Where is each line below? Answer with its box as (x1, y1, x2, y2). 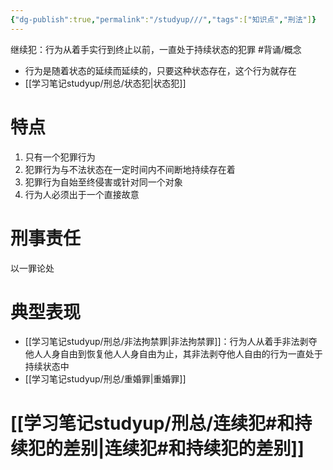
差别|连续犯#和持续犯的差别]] (63, 437, 305, 460)
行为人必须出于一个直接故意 (24, 188, 140, 200)
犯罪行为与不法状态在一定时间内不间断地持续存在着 (24, 163, 236, 175)
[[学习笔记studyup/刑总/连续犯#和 (10, 412, 295, 435)
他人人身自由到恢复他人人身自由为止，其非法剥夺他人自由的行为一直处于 (24, 348, 323, 360)
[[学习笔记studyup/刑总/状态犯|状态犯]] (24, 77, 187, 89)
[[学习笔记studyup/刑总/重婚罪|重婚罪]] (24, 373, 187, 385)
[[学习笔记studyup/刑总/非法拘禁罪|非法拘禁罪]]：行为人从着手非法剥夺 (24, 336, 318, 348)
